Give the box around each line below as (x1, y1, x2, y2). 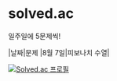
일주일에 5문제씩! (8, 31, 61, 40)
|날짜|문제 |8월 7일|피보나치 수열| (8, 48, 110, 57)
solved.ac (8, 5, 75, 23)
